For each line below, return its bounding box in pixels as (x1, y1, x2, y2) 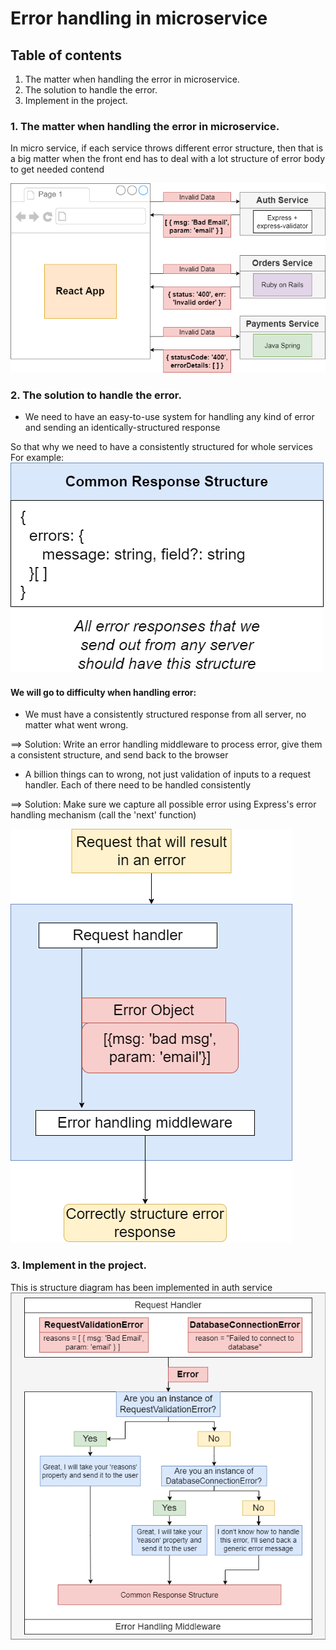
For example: (10, 452, 65, 464)
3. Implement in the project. (10, 1258, 147, 1272)
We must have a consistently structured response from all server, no (24, 708, 307, 721)
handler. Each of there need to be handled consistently (24, 779, 252, 791)
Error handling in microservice (10, 7, 268, 30)
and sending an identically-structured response (24, 422, 221, 434)
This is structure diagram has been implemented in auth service (10, 1281, 273, 1293)
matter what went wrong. (24, 719, 129, 731)
